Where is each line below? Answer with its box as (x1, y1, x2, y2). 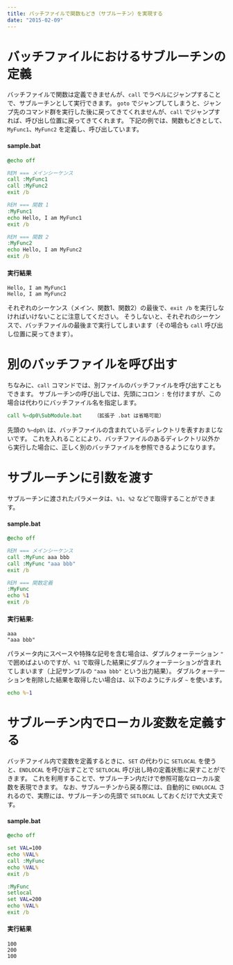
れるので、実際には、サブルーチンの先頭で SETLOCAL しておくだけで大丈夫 (7, 792, 217, 800)
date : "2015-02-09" (7, 17, 64, 24)
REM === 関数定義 (7, 579, 53, 586)
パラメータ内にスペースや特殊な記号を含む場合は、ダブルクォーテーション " (7, 649, 224, 658)
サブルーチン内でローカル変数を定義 (7, 715, 214, 731)
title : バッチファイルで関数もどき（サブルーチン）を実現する (7, 10, 163, 17)
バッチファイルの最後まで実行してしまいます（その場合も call (25, 321, 203, 330)
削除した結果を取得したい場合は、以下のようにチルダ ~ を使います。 (31, 676, 226, 684)
